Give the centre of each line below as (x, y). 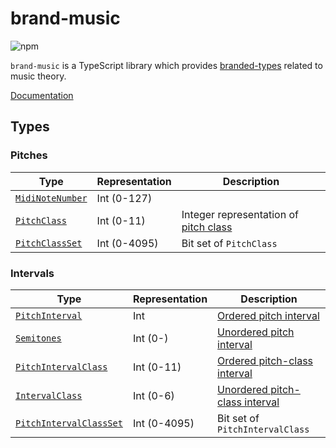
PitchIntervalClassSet (69, 423)
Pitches (29, 155)
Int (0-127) (124, 198)
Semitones (38, 338)
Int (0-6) (153, 395)
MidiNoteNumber (51, 198)
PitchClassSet (49, 243)
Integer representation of (240, 214)
